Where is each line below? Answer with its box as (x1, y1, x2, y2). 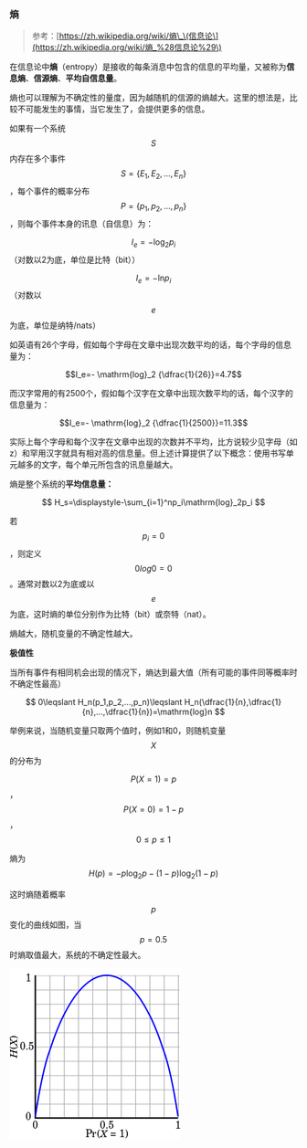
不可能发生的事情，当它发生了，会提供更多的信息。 (16, 103, 210, 115)
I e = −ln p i (135, 272, 172, 285)
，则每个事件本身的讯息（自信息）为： (9, 217, 153, 229)
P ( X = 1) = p (130, 774, 177, 785)
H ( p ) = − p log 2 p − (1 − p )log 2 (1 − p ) (88, 868, 219, 881)
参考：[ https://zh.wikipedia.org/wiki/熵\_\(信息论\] (31, 30, 219, 42)
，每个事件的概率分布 (9, 185, 90, 197)
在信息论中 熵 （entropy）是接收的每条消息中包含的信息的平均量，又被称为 (9, 61, 287, 72)
